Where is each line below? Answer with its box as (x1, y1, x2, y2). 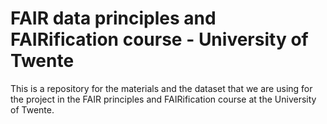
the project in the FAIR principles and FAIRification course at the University (10, 93, 317, 105)
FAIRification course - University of (10, 28, 309, 51)
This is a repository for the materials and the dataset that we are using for (10, 82, 313, 94)
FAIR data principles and (10, 7, 217, 30)
